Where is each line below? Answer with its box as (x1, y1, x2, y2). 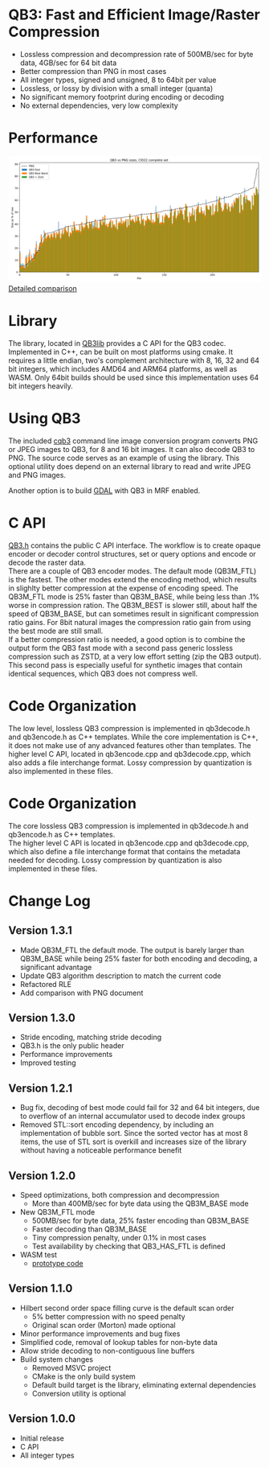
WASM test (19, 1250, 58, 1260)
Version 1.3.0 (8, 1011, 76, 1025)
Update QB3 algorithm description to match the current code (19, 971, 222, 981)
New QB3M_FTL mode (19, 1207, 96, 1216)
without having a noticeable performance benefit (19, 1145, 182, 1155)
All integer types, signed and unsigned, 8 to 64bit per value (19, 75, 217, 84)
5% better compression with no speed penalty (31, 1311, 186, 1321)
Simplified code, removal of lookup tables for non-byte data (19, 1337, 218, 1347)
